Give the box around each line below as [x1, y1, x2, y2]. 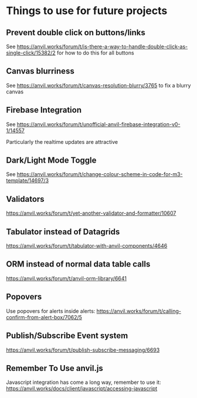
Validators [6, 194, 45, 204]
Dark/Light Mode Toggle [6, 156, 97, 166]
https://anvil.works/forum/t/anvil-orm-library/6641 [6, 275, 127, 282]
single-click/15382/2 [6, 49, 56, 56]
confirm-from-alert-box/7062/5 [6, 313, 82, 321]
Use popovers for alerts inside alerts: [6, 307, 96, 315]
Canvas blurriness [6, 66, 74, 76]
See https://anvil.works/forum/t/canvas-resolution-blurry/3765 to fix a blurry [6, 82, 191, 89]
